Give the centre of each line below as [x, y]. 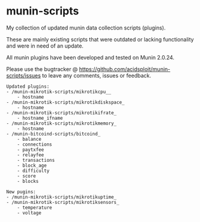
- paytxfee [31, 150]
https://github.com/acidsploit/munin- [125, 69]
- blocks [28, 181]
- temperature [35, 208]
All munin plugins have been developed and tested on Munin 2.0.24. [90, 57]
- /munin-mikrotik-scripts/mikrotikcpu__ [59, 91]
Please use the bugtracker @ [42, 69]
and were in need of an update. [45, 46]
